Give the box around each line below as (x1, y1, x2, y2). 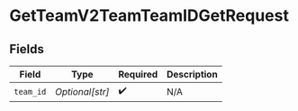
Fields (9, 42, 45, 57)
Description (166, 69, 218, 80)
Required (118, 69, 158, 80)
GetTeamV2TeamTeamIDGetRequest (9, 5, 290, 26)
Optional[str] (55, 85, 110, 97)
